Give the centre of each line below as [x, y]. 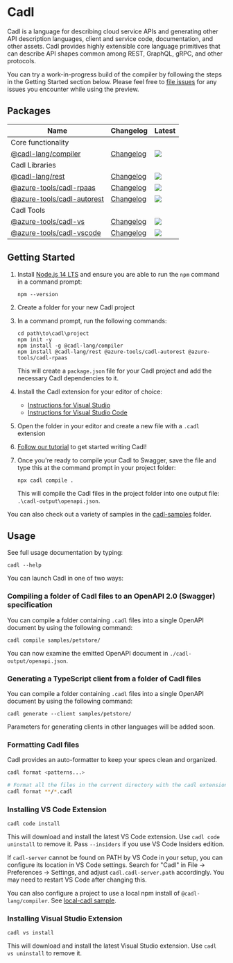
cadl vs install [31, 933]
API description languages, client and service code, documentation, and [110, 38]
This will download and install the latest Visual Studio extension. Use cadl [112, 946]
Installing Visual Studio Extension [65, 919]
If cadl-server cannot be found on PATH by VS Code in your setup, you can [115, 858]
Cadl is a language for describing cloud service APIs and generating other [113, 31]
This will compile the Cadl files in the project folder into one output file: [118, 493]
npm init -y [34, 339]
